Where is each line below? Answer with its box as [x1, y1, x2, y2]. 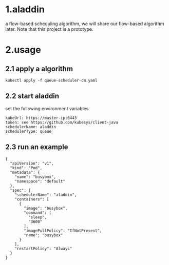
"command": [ [24, 210, 52, 215]
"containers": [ [14, 196, 50, 202]
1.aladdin [5, 4, 45, 15]
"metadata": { [10, 170, 40, 175]
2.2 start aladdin [5, 92, 60, 100]
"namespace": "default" [14, 178, 66, 184]
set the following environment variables [5, 105, 89, 111]
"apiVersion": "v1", [10, 160, 54, 166]
